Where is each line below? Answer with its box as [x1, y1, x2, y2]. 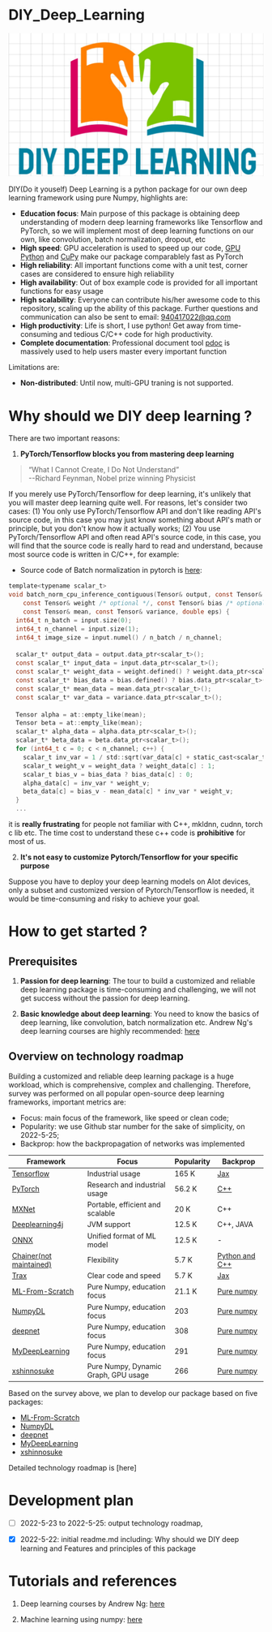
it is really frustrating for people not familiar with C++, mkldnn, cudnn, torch [8, 820, 263, 829]
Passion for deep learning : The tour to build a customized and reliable [19, 976, 256, 986]
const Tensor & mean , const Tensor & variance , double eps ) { [23, 608, 230, 616]
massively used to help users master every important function [19, 347, 227, 356]
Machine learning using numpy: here [19, 1614, 143, 1624]
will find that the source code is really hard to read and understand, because [8, 541, 263, 551]
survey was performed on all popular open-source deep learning [8, 1088, 225, 1098]
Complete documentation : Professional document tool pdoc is [19, 338, 231, 348]
